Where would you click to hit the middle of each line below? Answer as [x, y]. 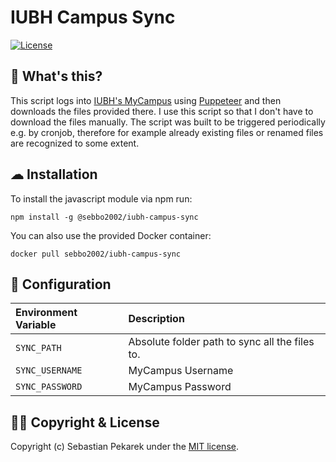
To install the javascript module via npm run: [101, 198]
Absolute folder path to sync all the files [221, 342]
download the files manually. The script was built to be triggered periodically [168, 122]
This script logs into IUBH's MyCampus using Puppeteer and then [146, 100]
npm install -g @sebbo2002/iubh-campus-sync [104, 217]
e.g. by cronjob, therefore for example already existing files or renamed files [167, 132]
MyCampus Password [180, 387]
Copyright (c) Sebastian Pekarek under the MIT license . [124, 447]
